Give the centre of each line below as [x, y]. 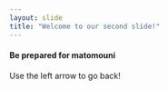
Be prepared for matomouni [63, 55]
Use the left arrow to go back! [65, 75]
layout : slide [36, 18]
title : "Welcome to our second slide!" [85, 26]
